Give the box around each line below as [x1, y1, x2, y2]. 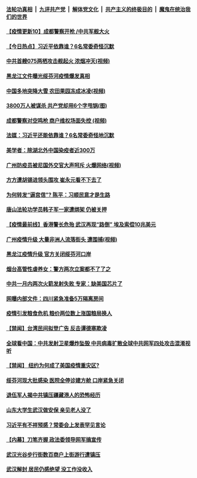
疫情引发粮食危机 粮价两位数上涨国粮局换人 [6, 309, 112, 317]
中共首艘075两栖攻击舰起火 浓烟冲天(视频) [6, 58, 110, 65]
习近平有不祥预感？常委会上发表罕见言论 [6, 421, 106, 428]
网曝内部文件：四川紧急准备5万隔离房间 [6, 294, 104, 302]
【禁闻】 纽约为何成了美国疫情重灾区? [6, 362, 100, 369]
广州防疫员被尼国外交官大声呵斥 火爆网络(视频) [6, 161, 121, 169]
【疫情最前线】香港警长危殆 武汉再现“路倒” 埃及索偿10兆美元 [6, 221, 156, 228]
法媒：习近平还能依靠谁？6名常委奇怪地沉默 [6, 132, 115, 139]
